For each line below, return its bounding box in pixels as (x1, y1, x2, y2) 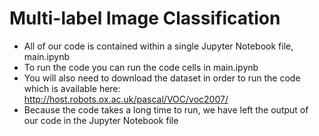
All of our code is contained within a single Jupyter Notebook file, (23, 40, 294, 52)
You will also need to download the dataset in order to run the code (23, 72, 301, 84)
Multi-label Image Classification (9, 7, 281, 30)
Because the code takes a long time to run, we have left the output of (23, 103, 309, 116)
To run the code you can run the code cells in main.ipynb (23, 61, 259, 73)
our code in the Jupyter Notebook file (23, 114, 179, 126)
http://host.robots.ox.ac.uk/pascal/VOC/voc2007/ (23, 93, 229, 105)
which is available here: (23, 82, 121, 94)
